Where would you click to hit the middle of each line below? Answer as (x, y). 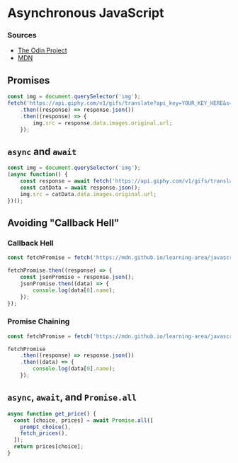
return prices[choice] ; (49, 447)
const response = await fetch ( (66, 181)
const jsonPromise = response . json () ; (77, 278)
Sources (22, 35)
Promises (29, 80)
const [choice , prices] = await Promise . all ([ (84, 420)
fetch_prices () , (44, 433)
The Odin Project (42, 50)
